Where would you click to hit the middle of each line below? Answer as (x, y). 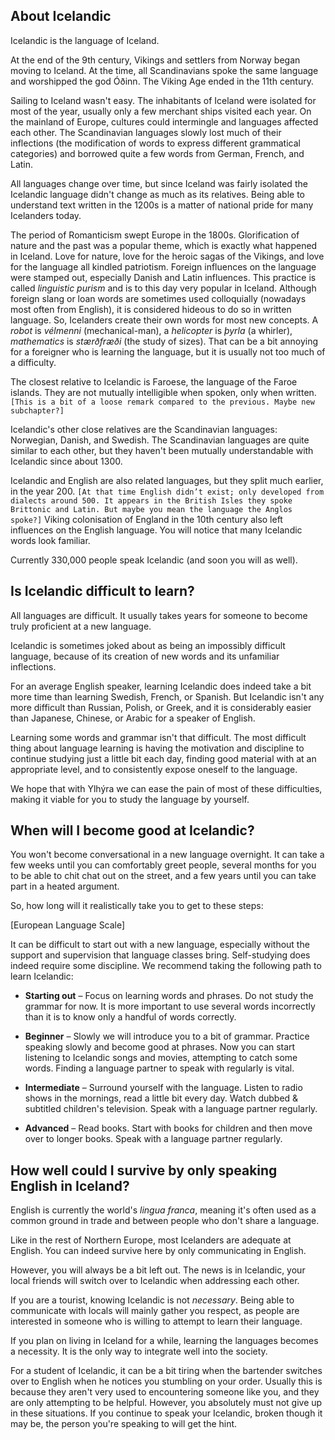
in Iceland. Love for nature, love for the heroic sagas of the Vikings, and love (167, 256)
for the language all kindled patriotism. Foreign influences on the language (163, 266)
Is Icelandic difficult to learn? (102, 591)
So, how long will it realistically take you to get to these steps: (137, 906)
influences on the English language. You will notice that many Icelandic (156, 530)
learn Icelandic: (42, 976)
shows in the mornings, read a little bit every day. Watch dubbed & (161, 1098)
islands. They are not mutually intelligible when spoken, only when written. (163, 392)
